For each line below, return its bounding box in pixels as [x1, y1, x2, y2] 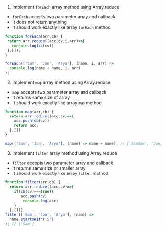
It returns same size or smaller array [12, 165, 86, 171]
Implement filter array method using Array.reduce [12, 150, 117, 156]
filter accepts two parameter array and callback [12, 160, 114, 166]
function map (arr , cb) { [5, 109, 54, 114]
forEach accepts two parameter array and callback [12, 14, 116, 19]
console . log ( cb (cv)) [11, 43, 54, 48]
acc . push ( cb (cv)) [14, 118, 50, 123]
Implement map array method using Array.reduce [12, 79, 111, 85]
